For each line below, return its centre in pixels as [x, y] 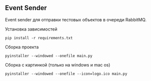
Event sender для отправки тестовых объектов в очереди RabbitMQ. [76, 19]
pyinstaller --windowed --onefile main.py [49, 56]
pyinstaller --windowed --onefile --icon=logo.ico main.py [66, 74]
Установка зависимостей [31, 29]
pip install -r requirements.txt [39, 38]
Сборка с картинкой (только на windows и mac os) [58, 65]
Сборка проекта [22, 47]
